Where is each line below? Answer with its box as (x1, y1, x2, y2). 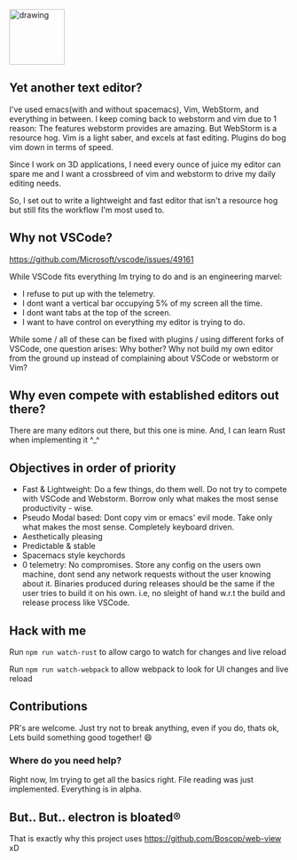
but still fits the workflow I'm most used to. (9, 204, 165, 215)
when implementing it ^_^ (9, 434, 100, 445)
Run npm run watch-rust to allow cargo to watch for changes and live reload (9, 647, 286, 657)
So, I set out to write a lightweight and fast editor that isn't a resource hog (9, 195, 278, 205)
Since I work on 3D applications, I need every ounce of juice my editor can (9, 159, 281, 170)
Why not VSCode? (9, 230, 113, 245)
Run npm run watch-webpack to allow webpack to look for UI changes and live (9, 664, 289, 674)
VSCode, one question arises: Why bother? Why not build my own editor (9, 343, 274, 354)
